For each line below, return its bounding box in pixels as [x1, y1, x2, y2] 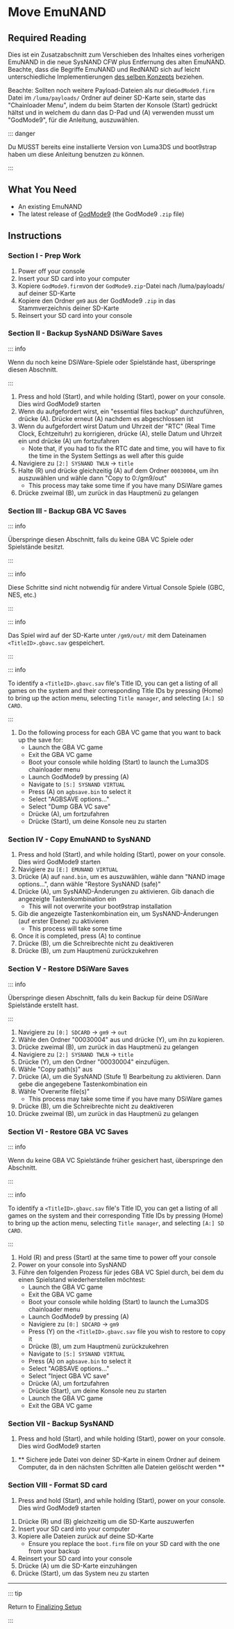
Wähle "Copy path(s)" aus [17, 1064, 93, 1073]
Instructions [8, 230, 62, 242]
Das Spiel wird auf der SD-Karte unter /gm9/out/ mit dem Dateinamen [8, 632, 207, 640]
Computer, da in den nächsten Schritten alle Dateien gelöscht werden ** [17, 1463, 225, 1471]
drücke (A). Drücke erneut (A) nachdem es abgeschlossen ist [17, 414, 194, 422]
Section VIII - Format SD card [8, 1481, 108, 1490]
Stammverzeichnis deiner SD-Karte [17, 304, 119, 312]
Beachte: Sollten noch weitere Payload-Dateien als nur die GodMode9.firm [8, 86, 215, 94]
